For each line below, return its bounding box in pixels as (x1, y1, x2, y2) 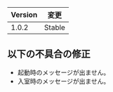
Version (11, 10, 38, 20)
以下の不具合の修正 (7, 48, 91, 60)
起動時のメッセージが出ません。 (17, 68, 110, 77)
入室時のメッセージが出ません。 (17, 77, 110, 85)
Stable (44, 22, 65, 32)
